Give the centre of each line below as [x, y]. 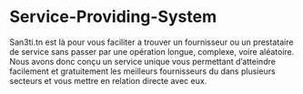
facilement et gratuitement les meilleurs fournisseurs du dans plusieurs [142, 71]
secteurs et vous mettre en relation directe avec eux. [108, 80]
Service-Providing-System [113, 17]
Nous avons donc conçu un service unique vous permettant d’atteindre [142, 61]
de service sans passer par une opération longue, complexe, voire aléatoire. [152, 51]
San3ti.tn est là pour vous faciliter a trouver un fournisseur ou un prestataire [151, 42]
